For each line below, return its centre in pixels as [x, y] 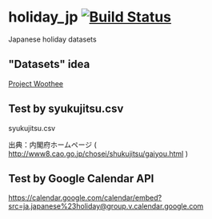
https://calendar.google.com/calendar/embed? [85, 198]
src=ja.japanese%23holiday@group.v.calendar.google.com [106, 206]
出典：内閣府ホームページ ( [53, 145]
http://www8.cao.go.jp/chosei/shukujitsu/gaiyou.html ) [98, 153]
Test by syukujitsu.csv [66, 109]
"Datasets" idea [49, 64]
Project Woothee [36, 83]
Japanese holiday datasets [53, 39]
